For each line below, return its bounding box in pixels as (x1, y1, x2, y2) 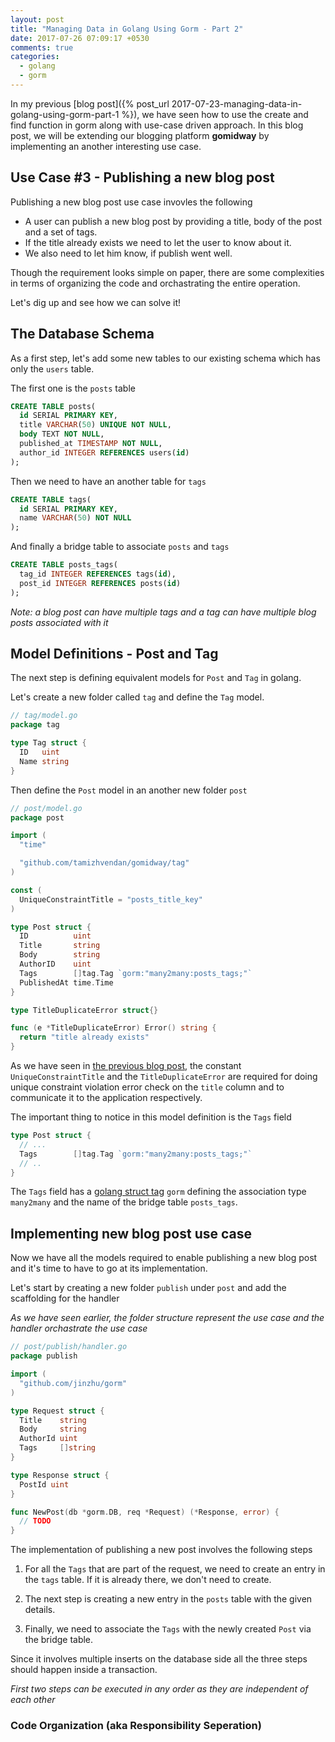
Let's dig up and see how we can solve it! (10, 296, 182, 308)
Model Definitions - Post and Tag (10, 646, 219, 663)
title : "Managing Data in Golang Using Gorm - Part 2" (10, 24, 244, 34)
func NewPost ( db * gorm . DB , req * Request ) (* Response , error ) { (10, 1507, 280, 1517)
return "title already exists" (19, 1032, 150, 1043)
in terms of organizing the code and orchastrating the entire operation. (10, 277, 301, 289)
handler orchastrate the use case (10, 1322, 148, 1335)
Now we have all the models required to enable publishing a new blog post (10, 1252, 318, 1264)
